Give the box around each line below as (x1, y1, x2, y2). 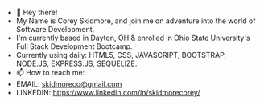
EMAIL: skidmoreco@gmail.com (15, 79, 122, 88)
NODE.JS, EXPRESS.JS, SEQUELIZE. (15, 59, 138, 68)
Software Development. (15, 25, 95, 34)
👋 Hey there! (15, 8, 58, 17)
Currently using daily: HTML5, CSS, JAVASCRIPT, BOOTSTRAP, (15, 50, 227, 59)
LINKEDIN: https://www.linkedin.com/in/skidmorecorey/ (15, 88, 200, 97)
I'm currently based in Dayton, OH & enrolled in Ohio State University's (15, 33, 251, 42)
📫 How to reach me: (15, 68, 85, 77)
